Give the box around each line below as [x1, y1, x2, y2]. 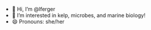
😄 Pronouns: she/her [11, 18, 64, 25]
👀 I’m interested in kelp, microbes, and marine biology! [11, 12, 146, 19]
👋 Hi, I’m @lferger [11, 6, 56, 12]
